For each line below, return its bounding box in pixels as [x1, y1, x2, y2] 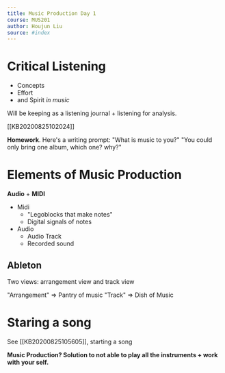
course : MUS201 [7, 16, 51, 23]
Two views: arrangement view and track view [7, 277, 135, 285]
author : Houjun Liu [7, 23, 63, 29]
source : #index [7, 29, 51, 36]
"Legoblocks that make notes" [27, 210, 113, 219]
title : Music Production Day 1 [7, 10, 96, 17]
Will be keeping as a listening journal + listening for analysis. [7, 109, 177, 117]
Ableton [7, 259, 42, 271]
